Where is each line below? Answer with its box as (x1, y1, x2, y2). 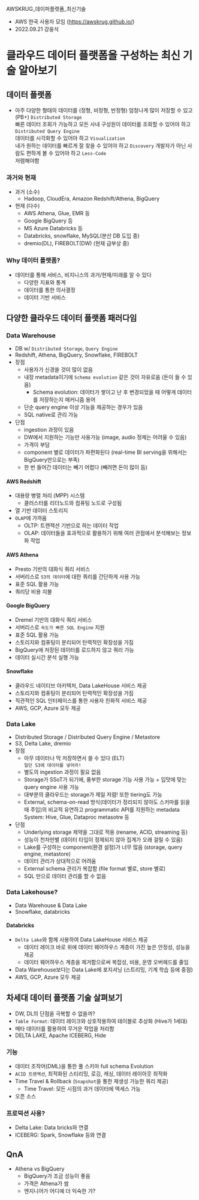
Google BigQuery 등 (23, 217, 73, 224)
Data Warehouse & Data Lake (14, 901, 88, 909)
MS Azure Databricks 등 (23, 225, 83, 232)
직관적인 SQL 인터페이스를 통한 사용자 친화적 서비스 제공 (14, 697, 147, 705)
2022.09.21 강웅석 (14, 26, 59, 32)
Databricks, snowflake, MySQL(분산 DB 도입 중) (23, 232, 140, 239)
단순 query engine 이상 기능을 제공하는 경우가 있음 (23, 403, 143, 411)
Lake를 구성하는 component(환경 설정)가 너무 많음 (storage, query (23, 843, 183, 851)
